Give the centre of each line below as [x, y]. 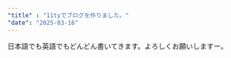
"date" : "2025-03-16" [43, 23]
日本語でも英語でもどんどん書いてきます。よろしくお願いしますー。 [117, 46]
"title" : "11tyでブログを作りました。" [68, 15]
